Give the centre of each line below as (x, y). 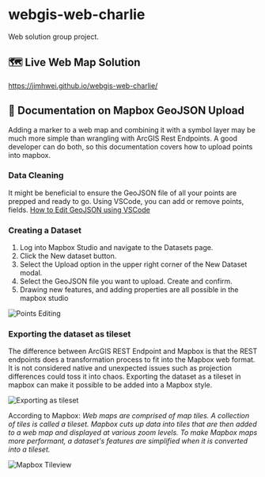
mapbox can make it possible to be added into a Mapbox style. (110, 385)
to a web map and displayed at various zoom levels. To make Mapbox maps (133, 433)
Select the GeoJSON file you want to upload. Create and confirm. (126, 281)
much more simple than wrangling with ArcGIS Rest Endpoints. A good (123, 138)
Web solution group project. (53, 37)
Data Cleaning (36, 175)
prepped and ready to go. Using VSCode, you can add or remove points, (126, 201)
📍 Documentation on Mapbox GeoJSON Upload (127, 111)
